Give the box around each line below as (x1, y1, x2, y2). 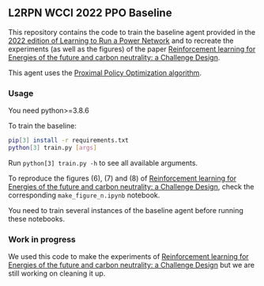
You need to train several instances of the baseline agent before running (8, 205, 243, 215)
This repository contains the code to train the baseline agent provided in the (8, 27, 255, 36)
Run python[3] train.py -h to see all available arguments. (8, 158, 198, 167)
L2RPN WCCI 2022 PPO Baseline (8, 6, 172, 20)
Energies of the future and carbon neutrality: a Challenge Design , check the (8, 181, 255, 191)
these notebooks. (8, 214, 66, 223)
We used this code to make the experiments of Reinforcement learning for (8, 252, 249, 261)
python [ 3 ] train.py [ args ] (8, 143, 97, 151)
